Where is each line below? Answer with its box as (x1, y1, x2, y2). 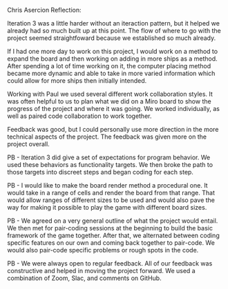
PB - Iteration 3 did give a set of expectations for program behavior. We (7, 153, 211, 161)
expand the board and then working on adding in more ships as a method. (7, 54, 218, 63)
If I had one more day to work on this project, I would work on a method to (7, 48, 218, 55)
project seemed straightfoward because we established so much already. (7, 34, 216, 42)
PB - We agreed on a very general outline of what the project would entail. (7, 217, 218, 225)
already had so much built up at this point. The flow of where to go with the (7, 27, 221, 34)
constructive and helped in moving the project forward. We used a (7, 267, 196, 275)
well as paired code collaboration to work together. (7, 112, 152, 120)
